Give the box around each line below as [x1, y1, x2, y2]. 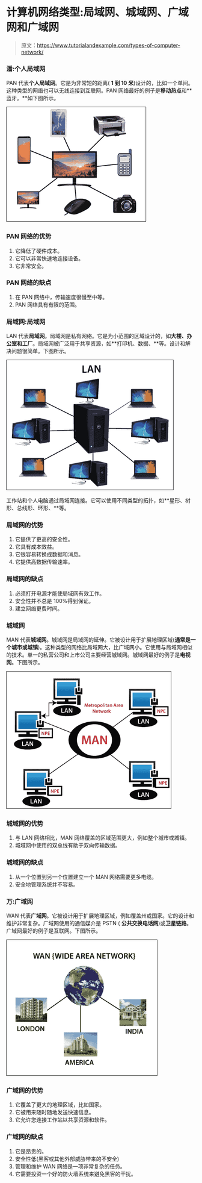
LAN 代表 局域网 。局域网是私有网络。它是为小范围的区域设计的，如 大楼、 [6, 332, 188, 340]
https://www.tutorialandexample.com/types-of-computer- [37, 42, 180, 49]
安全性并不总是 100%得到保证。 [14, 597, 94, 604]
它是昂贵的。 [14, 1147, 47, 1155]
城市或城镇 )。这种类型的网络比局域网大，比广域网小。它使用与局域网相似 [11, 644, 193, 651]
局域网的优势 [6, 521, 44, 529]
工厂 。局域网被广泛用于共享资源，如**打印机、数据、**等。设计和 [22, 340, 186, 347]
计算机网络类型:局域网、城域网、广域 [6, 5, 189, 19]
